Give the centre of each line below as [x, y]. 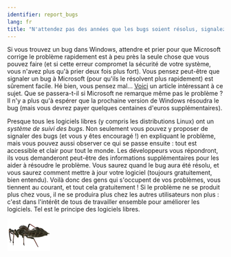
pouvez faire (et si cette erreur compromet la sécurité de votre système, [109, 64]
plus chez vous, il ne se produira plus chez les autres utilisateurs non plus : [113, 195]
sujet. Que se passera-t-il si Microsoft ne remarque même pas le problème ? [115, 94]
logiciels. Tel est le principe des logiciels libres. [74, 209]
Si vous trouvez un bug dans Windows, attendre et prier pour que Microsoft [114, 50]
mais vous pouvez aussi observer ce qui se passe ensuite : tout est [102, 143]
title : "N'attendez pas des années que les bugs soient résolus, [102, 29]
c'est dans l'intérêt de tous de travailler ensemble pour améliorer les [103, 202]
